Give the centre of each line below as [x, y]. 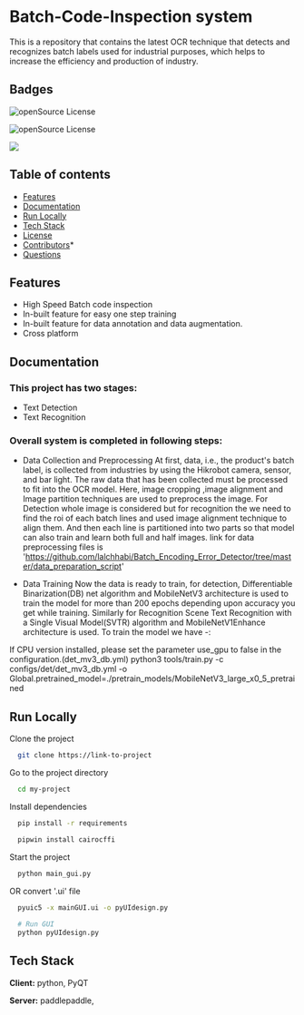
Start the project [40, 857]
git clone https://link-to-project [85, 756]
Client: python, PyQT [49, 982]
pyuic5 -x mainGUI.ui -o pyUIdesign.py [93, 908]
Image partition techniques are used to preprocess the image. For [145, 499]
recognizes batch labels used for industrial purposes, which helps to [137, 51]
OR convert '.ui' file [45, 891]
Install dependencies [49, 806]
